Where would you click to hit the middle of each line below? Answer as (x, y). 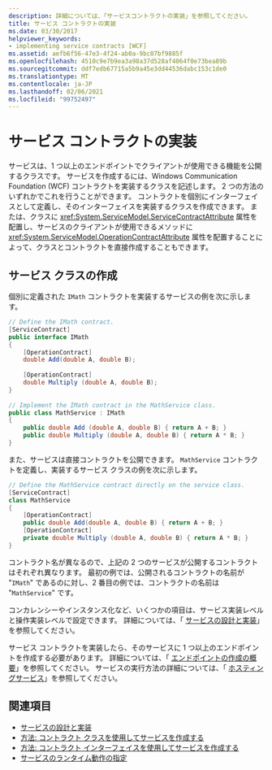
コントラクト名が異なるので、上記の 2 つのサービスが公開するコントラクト (133, 562)
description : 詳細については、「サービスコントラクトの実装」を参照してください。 (130, 16)
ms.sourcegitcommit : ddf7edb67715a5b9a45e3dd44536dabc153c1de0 (118, 69)
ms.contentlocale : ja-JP (50, 84)
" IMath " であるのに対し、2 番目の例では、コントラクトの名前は (114, 582)
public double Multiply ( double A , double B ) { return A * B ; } (134, 436)
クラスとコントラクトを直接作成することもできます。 (124, 247)
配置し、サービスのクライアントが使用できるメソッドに (101, 227)
